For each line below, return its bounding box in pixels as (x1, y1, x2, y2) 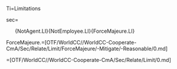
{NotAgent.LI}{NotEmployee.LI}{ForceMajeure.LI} (14, 27, 135, 34)
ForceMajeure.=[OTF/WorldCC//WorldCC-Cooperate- (6, 39, 137, 46)
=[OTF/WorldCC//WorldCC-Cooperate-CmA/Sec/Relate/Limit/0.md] (6, 57, 171, 63)
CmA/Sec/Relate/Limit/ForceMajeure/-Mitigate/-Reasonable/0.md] (6, 45, 168, 52)
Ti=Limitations (6, 5, 41, 12)
